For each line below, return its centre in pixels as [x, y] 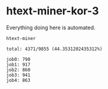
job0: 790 [18, 59]
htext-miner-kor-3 [53, 11]
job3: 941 [18, 75]
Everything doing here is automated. [51, 27]
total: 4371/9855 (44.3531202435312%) [54, 49]
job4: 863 [18, 80]
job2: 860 [18, 70]
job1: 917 [18, 65]
